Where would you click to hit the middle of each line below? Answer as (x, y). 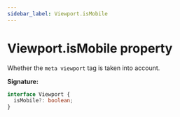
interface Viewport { (39, 94)
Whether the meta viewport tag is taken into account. (84, 68)
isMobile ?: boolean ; (43, 101)
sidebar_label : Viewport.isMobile (58, 14)
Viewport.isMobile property (90, 48)
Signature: (23, 81)
